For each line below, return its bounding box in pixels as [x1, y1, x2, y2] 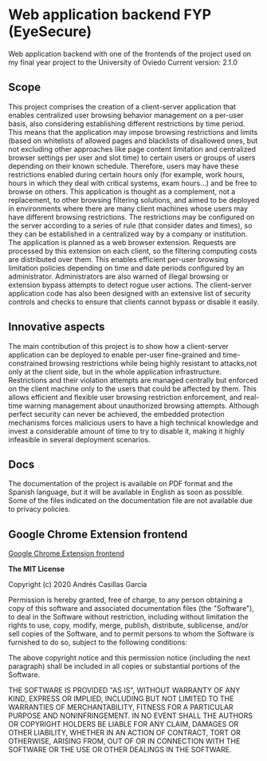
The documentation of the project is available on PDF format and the [8, 479, 234, 489]
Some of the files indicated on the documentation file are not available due [8, 496, 253, 505]
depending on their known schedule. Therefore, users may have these [8, 161, 239, 171]
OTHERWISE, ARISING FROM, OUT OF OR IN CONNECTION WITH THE [8, 736, 241, 746]
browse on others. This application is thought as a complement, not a [8, 186, 236, 196]
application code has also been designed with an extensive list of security [8, 288, 251, 298]
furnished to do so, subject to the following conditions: [8, 637, 187, 648]
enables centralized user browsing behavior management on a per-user [8, 110, 244, 120]
